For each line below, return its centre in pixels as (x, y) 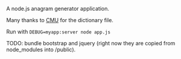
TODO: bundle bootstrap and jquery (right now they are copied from (91, 43)
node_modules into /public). (41, 49)
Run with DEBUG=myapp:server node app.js (58, 32)
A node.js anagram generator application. (58, 9)
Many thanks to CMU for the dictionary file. (60, 20)
